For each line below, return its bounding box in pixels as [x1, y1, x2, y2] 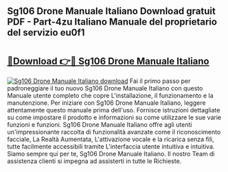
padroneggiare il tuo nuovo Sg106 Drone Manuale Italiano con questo [7, 84, 203, 92]
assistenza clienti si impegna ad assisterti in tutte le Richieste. [7, 157, 182, 165]
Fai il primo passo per [129, 77, 191, 85]
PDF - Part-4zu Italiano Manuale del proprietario [7, 16, 218, 28]
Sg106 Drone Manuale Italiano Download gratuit [7, 5, 216, 17]
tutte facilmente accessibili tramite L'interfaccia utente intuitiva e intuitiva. [7, 143, 215, 150]
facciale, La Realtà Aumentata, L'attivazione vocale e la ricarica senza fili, [7, 135, 214, 143]
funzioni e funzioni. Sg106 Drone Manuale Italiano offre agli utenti [7, 121, 192, 129]
